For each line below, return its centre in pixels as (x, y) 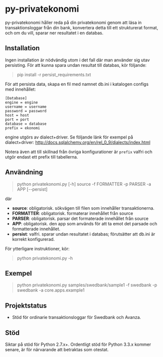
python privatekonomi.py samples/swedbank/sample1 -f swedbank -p (87, 285)
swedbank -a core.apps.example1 (51, 290)
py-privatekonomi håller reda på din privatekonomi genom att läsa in (73, 22)
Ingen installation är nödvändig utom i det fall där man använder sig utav (77, 60)
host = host (17, 115)
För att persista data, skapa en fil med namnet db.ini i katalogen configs (77, 84)
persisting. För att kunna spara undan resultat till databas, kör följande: (76, 65)
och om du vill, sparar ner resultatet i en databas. (54, 33)
